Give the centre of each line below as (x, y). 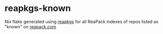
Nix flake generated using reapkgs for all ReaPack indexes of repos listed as (81, 22)
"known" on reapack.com (30, 26)
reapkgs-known (38, 8)
